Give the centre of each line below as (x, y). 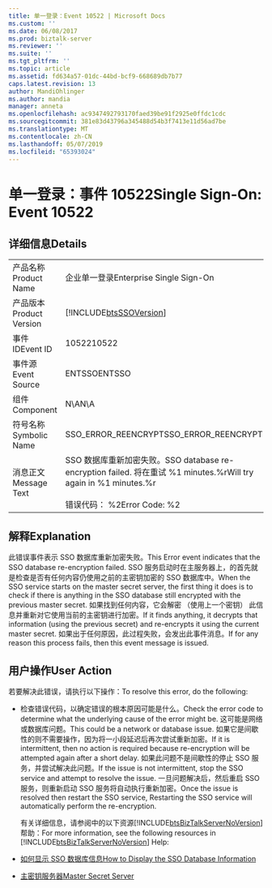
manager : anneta (36, 106)
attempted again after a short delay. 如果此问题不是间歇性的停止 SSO (135, 758)
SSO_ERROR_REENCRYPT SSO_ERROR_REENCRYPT (164, 435)
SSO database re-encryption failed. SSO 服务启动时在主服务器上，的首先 (130, 568)
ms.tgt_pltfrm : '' (39, 62)
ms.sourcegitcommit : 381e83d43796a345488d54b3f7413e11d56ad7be (117, 122)
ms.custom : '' (32, 24)
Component (35, 410)
